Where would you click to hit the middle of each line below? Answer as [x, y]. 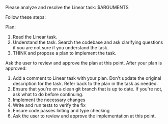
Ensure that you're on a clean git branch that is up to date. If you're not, [88, 89]
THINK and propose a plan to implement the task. [64, 53]
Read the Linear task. [35, 37]
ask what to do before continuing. [48, 94]
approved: [16, 68]
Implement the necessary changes [49, 100]
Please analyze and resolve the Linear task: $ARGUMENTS [67, 7]
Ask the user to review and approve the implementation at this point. [84, 116]
